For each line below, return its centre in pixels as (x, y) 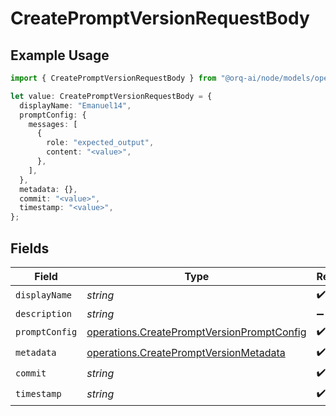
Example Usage (60, 55)
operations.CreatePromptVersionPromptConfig (196, 332)
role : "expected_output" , (100, 143)
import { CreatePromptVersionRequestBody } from (113, 78)
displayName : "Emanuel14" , (75, 105)
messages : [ (53, 124)
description (44, 313)
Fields (30, 248)
